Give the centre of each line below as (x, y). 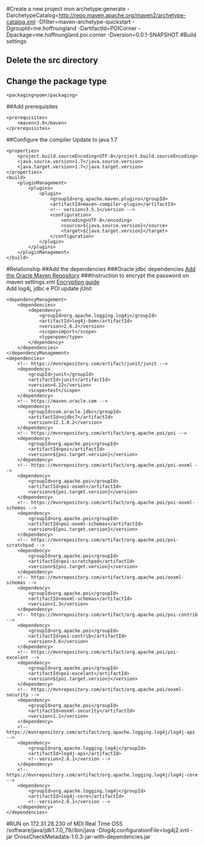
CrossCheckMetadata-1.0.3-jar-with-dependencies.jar (82, 837)
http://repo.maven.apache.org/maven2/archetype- (122, 15)
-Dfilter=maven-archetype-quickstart (84, 22)
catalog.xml (21, 22)
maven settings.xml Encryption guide (53, 282)
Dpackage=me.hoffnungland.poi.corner (56, 35)
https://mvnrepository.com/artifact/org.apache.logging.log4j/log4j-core (102, 775)
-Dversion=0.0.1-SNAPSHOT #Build (152, 35)
